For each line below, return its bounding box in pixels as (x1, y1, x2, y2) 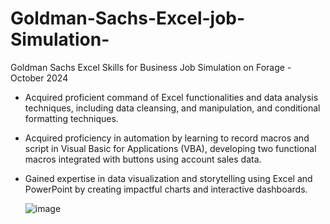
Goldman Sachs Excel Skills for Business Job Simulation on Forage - (10, 61, 292, 73)
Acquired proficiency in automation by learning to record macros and (24, 132, 310, 144)
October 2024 (10, 72, 69, 84)
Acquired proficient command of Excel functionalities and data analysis (24, 91, 319, 103)
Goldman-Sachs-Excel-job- (10, 7, 246, 30)
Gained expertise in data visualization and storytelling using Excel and (24, 172, 313, 184)
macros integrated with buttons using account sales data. (24, 153, 262, 165)
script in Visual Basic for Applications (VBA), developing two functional (24, 142, 317, 154)
